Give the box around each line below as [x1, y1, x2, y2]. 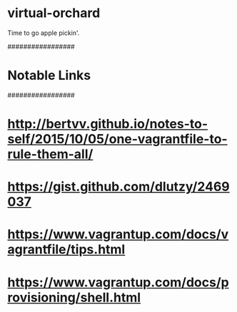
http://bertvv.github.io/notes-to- [7, 116, 208, 132]
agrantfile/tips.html [7, 241, 126, 258]
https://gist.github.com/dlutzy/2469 [7, 179, 230, 195]
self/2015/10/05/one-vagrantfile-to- [7, 131, 228, 147]
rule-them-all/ [7, 146, 94, 162]
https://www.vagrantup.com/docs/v [7, 227, 229, 243]
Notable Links [7, 68, 91, 83]
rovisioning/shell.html [7, 289, 141, 306]
